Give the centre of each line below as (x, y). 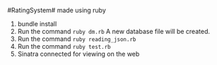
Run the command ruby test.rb (64, 46)
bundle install (37, 24)
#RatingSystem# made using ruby (57, 10)
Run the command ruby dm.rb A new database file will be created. (114, 31)
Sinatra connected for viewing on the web (78, 54)
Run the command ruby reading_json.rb (77, 39)
